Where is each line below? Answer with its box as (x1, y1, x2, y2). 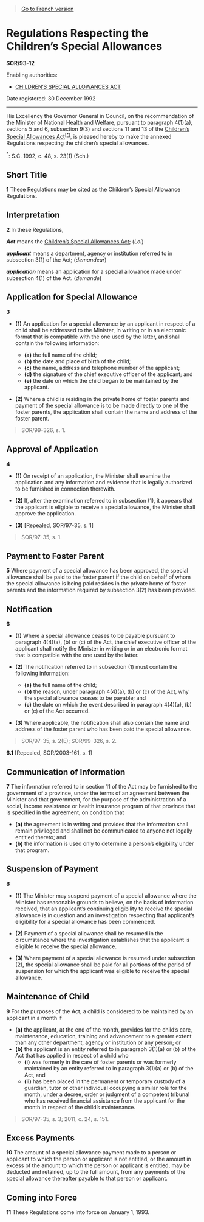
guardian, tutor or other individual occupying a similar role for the (24, 1084, 187, 1091)
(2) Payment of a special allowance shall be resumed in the (15, 929, 163, 937)
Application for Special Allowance (6, 292, 138, 302)
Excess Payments (6, 1133, 75, 1143)
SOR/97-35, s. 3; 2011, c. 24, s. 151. (21, 1115, 109, 1122)
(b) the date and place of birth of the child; (24, 357, 131, 365)
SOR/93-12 (6, 59, 35, 66)
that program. (15, 846, 50, 854)
